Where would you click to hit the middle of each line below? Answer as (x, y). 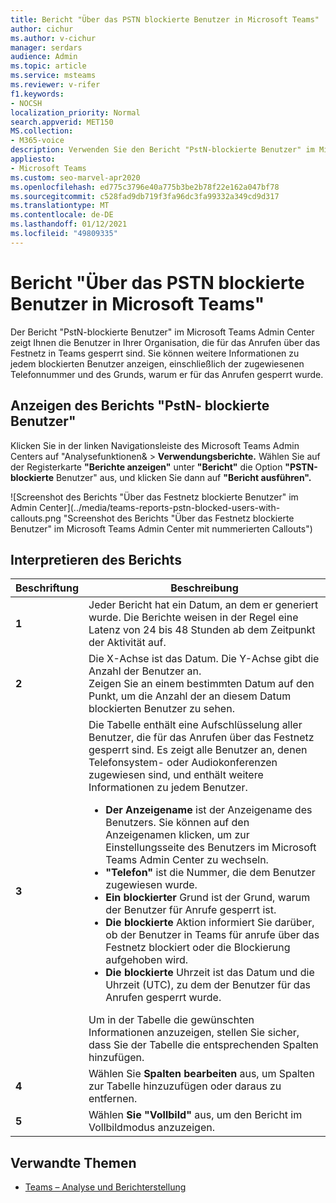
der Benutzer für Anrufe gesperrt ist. (191, 910)
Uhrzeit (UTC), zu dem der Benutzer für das (208, 985)
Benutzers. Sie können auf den (177, 823)
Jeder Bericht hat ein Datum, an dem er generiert (203, 605)
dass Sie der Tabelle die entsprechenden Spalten (203, 1045)
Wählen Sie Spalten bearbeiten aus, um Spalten (201, 1074)
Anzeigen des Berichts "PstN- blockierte (140, 406)
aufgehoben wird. (146, 960)
